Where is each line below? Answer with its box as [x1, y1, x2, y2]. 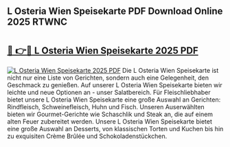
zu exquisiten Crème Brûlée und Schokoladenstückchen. [7, 132, 168, 140]
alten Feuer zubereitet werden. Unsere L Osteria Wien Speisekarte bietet [7, 117, 213, 126]
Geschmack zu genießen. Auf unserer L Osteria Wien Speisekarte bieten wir [7, 81, 223, 89]
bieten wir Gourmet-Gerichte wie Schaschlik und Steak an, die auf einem [7, 110, 214, 118]
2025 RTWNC [7, 16, 67, 28]
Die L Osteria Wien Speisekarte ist [122, 67, 219, 74]
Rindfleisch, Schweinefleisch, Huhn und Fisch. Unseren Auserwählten [7, 103, 205, 111]
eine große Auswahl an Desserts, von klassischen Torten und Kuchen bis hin [7, 125, 224, 133]
